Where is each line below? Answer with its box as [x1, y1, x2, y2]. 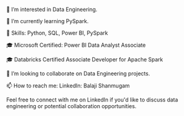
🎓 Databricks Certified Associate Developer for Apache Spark [6, 56, 163, 63]
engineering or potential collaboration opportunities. [6, 103, 137, 109]
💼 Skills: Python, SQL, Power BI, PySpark [6, 29, 108, 36]
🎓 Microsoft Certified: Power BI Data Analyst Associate [6, 41, 146, 49]
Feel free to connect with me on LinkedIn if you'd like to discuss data [6, 96, 179, 103]
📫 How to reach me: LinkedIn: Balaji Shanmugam [6, 82, 130, 89]
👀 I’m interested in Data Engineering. [6, 6, 98, 13]
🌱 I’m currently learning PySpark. [6, 18, 89, 24]
